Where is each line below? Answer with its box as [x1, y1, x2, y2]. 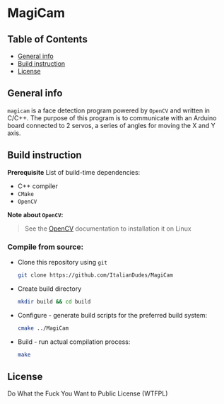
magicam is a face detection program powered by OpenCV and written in [7, 106, 211, 115]
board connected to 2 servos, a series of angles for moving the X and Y [7, 121, 216, 129]
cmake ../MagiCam [17, 324, 69, 332]
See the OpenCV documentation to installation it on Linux [24, 224, 192, 233]
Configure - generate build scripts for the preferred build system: [17, 311, 208, 319]
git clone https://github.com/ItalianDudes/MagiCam [17, 271, 173, 279]
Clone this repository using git [17, 258, 108, 266]
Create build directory [17, 284, 82, 293]
